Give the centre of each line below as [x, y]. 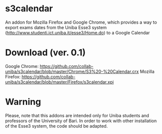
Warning [23, 102]
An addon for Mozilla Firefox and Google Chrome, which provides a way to [81, 22]
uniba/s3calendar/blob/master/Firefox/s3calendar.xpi [59, 82]
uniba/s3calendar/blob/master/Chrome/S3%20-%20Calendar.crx [72, 71]
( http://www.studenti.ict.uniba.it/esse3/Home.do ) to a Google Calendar [78, 33]
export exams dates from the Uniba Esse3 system [56, 27]
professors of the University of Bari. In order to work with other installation [81, 121]
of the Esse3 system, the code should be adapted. [56, 126]
